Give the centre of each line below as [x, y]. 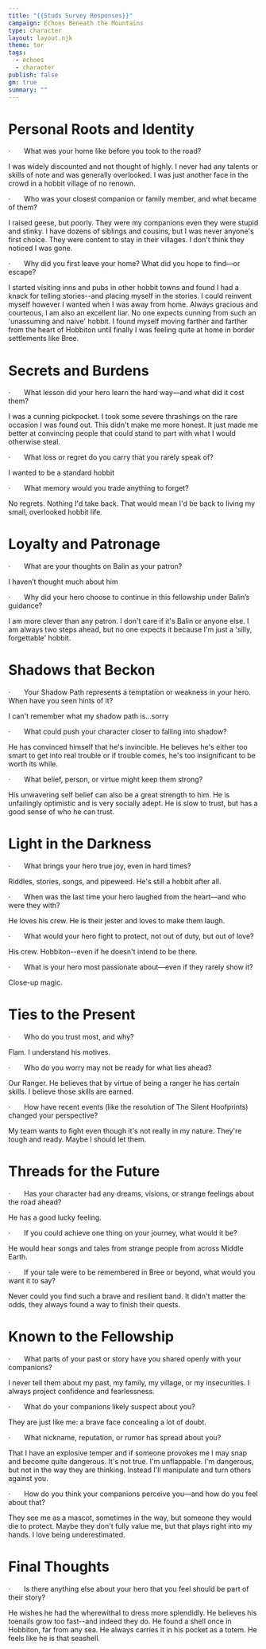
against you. [29, 1478]
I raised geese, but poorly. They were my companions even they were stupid [133, 223]
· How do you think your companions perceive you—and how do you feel [133, 1494]
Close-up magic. [35, 983]
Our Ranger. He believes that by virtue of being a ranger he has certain [124, 1083]
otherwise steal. [35, 442]
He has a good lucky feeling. [55, 1217]
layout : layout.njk [40, 38]
